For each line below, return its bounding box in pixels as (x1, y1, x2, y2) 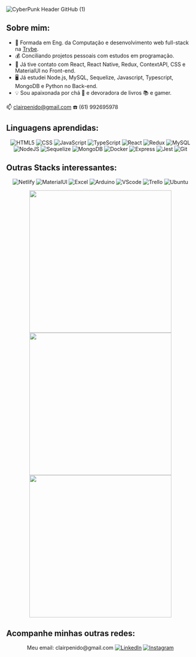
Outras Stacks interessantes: (6, 162, 118, 173)
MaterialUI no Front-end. (14, 67, 76, 74)
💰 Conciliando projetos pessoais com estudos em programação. (14, 52, 174, 59)
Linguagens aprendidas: (6, 123, 99, 133)
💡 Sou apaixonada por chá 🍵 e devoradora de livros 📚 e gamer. (14, 89, 172, 96)
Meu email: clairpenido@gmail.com (26, 644, 114, 652)
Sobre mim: (6, 23, 50, 33)
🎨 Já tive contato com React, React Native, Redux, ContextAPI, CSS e (14, 61, 186, 68)
